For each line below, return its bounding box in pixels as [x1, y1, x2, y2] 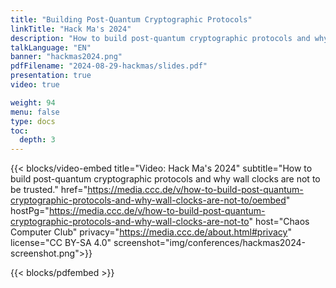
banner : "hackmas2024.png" [10, 52, 123, 62]
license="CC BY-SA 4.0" [10, 237, 112, 249]
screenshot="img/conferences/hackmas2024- [113, 237, 306, 249]
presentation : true [10, 71, 92, 81]
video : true [10, 80, 60, 90]
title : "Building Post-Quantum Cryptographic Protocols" [10, 14, 253, 25]
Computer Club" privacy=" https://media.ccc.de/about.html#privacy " [10, 226, 292, 238]
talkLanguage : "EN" [10, 42, 92, 53]
